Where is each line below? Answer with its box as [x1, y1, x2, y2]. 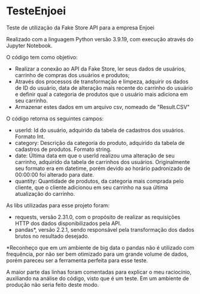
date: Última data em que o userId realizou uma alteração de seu [14, 151, 175, 159]
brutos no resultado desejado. [14, 232, 90, 240]
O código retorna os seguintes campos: [6, 115, 104, 122]
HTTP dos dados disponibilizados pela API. [14, 220, 122, 227]
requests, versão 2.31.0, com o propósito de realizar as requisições [14, 213, 181, 220]
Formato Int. [14, 133, 45, 140]
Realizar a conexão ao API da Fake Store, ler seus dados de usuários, [14, 65, 186, 72]
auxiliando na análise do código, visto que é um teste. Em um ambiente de [6, 274, 189, 282]
